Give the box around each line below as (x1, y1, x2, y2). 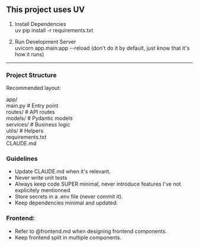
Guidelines (6, 155, 38, 163)
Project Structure (6, 71, 57, 79)
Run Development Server (14, 38, 76, 45)
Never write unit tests (14, 174, 68, 181)
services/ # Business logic (6, 121, 70, 128)
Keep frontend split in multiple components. (14, 233, 121, 241)
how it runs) (14, 50, 44, 58)
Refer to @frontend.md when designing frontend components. (14, 227, 167, 235)
